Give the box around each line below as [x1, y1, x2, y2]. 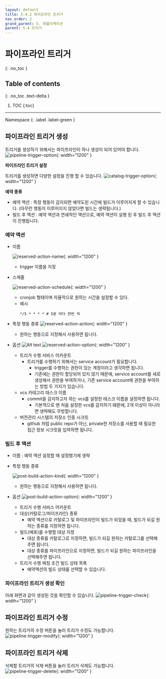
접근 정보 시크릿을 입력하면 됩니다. [27, 427, 93, 432]
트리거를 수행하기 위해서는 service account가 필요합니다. [27, 358, 138, 365]
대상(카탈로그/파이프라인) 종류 [19, 510, 78, 516]
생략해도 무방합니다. [40, 408, 78, 414]
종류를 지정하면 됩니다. [36, 523, 80, 529]
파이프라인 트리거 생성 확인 [5, 580, 65, 587]
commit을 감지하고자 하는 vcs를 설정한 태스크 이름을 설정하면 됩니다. [27, 395, 160, 402]
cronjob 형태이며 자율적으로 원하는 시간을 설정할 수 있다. [19, 294, 129, 300]
